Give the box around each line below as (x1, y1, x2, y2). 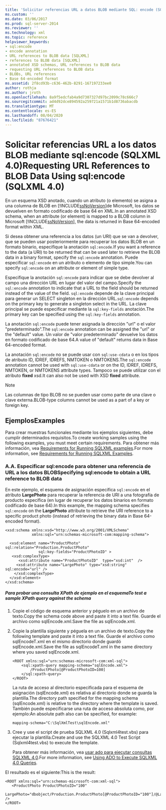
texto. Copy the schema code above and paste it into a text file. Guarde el (12, 613, 161, 619)
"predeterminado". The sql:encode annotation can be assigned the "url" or (5, 326, 155, 332)
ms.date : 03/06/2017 (5, 16, 48, 21)
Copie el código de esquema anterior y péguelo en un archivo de (12, 608, 145, 614)
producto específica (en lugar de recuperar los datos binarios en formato (5, 497, 154, 503)
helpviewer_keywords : (5, 40, 50, 45)
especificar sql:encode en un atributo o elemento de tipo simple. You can (5, 259, 152, 265)
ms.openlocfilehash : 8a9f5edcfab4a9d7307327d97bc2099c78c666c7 (5, 95, 138, 99)
